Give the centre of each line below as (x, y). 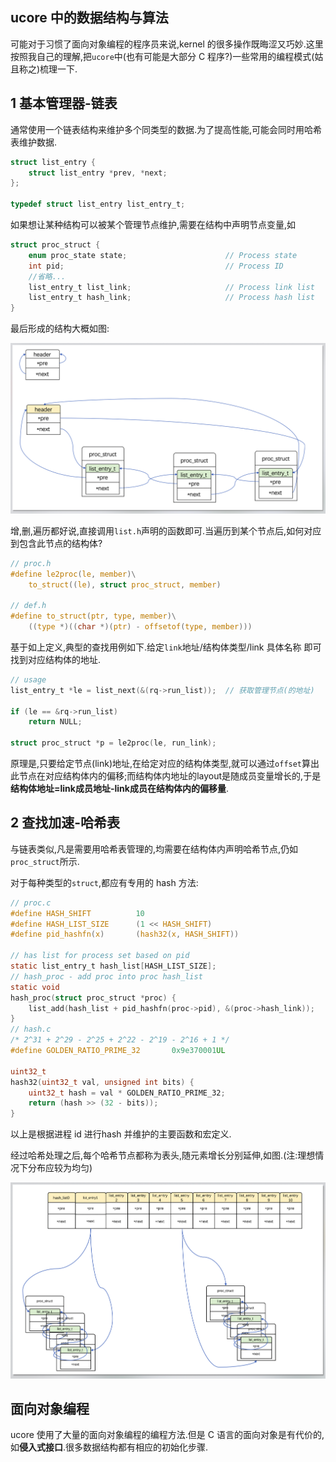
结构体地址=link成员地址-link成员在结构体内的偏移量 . (119, 789)
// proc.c (31, 903)
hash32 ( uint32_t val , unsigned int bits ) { (102, 1082)
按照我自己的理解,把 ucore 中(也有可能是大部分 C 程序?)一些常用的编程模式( (162, 56)
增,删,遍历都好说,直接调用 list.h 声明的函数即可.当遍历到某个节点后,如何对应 (166, 530)
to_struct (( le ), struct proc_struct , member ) (125, 584)
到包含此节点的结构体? (56, 543)
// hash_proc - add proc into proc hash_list (106, 976)
